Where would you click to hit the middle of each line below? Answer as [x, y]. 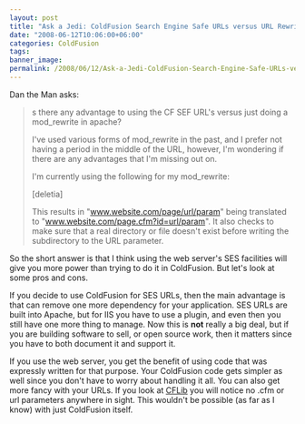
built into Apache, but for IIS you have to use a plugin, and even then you [145, 314]
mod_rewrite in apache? [77, 121]
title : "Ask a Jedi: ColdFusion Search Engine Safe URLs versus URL [142, 26]
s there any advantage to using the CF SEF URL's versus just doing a [160, 112]
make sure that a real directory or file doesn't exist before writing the [160, 231]
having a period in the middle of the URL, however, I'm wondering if [157, 149]
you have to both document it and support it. [93, 343]
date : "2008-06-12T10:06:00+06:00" [77, 35]
